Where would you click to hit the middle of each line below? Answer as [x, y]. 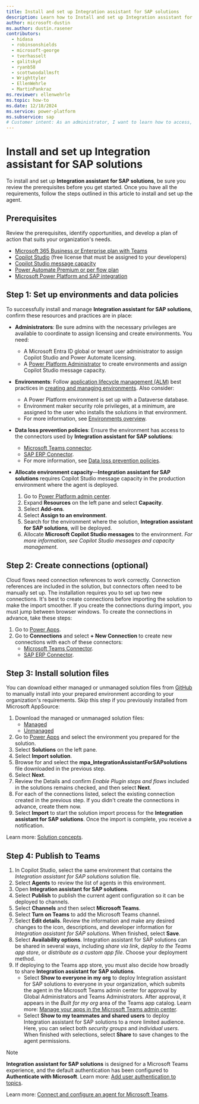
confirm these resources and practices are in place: [69, 315]
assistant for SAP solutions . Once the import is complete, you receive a [103, 820]
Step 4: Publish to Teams [53, 856]
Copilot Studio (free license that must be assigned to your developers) [101, 257]
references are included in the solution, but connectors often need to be [94, 586]
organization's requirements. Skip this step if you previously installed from [97, 700]
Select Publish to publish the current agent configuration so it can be [99, 896]
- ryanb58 [23, 67]
